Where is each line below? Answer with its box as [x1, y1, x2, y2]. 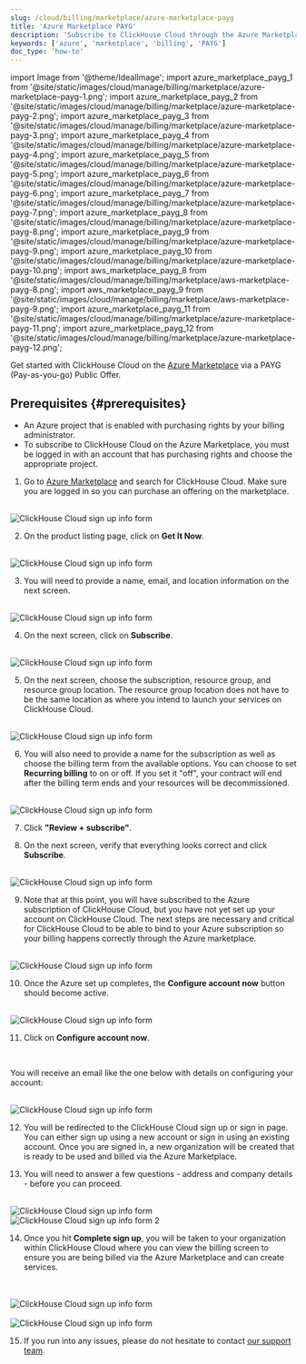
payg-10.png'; [10, 265, 63, 276]
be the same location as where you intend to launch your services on [23, 694, 282, 705]
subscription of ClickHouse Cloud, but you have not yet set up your [23, 904, 276, 914]
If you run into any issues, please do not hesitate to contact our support [23, 1335, 291, 1346]
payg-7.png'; [10, 207, 58, 218]
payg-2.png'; [10, 111, 59, 122]
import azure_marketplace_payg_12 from [63, 323, 214, 334]
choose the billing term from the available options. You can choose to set [23, 757, 298, 768]
